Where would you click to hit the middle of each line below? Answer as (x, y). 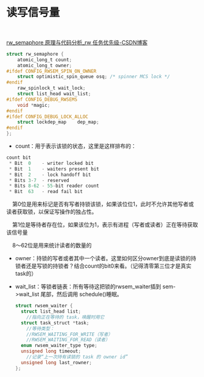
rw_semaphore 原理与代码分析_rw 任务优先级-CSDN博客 (77, 42)
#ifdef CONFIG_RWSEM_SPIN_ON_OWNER (51, 71)
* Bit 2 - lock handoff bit (50, 175)
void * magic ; (34, 105)
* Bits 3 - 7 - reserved (39, 180)
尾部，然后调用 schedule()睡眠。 (82, 295)
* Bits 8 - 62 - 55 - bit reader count (54, 186)
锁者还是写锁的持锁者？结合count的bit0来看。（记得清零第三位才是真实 (103, 266)
